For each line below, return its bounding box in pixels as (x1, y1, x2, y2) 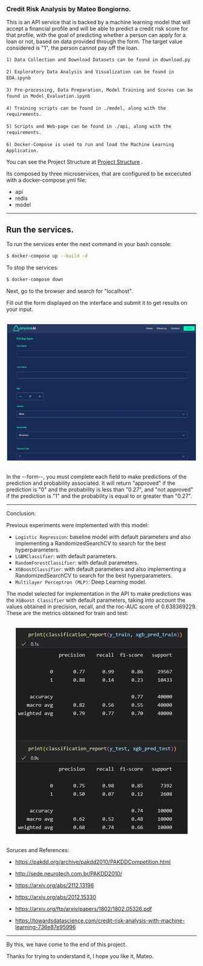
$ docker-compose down (6, 276, 63, 282)
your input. (6, 305, 33, 313)
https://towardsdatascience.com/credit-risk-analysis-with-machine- (14, 917, 185, 924)
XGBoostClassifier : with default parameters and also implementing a (14, 565, 186, 573)
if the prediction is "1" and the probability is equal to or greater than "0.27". (6, 492, 192, 499)
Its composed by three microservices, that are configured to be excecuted (6, 170, 192, 178)
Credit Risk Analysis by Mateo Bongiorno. (6, 5, 131, 13)
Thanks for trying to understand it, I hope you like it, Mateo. (6, 952, 154, 959)
